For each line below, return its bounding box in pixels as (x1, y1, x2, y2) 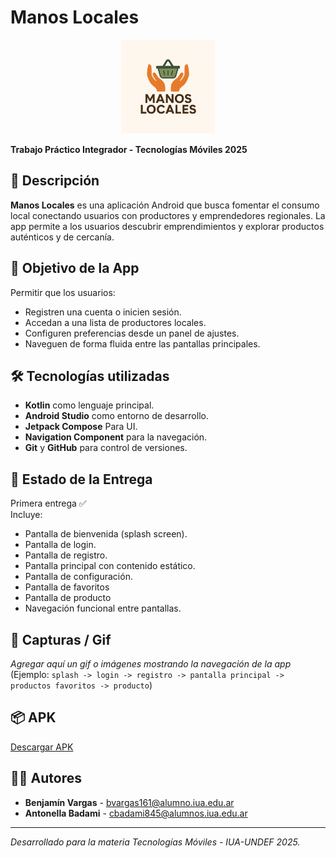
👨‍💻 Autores (10, 770, 82, 787)
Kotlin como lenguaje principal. (24, 399, 155, 411)
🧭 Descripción (10, 172, 100, 190)
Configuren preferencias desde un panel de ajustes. (24, 327, 240, 339)
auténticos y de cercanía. (10, 231, 115, 243)
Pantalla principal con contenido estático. (24, 560, 196, 572)
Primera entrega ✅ (10, 497, 87, 510)
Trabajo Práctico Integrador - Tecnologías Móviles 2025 (10, 143, 248, 155)
